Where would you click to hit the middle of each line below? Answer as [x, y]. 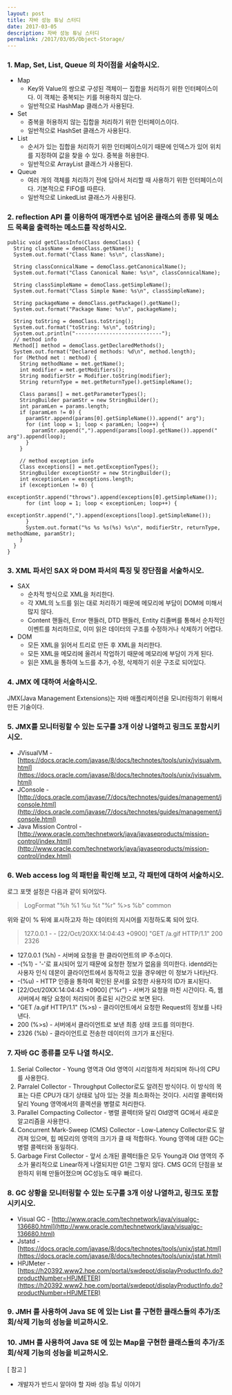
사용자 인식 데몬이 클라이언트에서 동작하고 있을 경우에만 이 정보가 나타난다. [118, 972]
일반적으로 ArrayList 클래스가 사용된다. [80, 164]
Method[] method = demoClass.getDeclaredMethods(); [89, 345]
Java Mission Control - [49, 826]
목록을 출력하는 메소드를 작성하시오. [71, 227]
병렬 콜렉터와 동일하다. [48, 1147]
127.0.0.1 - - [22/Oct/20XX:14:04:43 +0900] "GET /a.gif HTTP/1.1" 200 [123, 933]
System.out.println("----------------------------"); [92, 333]
